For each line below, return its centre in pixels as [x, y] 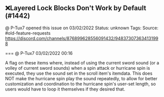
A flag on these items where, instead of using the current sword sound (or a [82, 63]
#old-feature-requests [28, 33]
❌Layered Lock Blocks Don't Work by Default [76, 8]
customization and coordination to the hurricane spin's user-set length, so [81, 84]
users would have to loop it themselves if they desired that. [65, 89]
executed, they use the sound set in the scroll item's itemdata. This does [79, 73]
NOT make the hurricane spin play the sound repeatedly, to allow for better [81, 78]
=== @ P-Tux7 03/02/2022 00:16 [39, 53]
